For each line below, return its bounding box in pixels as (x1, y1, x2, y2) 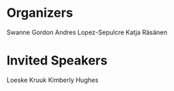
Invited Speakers (6, 52, 108, 69)
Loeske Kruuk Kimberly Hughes (6, 76, 99, 84)
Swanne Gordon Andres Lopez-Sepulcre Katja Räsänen (6, 28, 168, 36)
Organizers (6, 5, 73, 21)
